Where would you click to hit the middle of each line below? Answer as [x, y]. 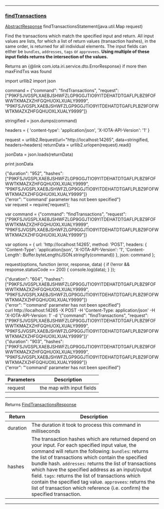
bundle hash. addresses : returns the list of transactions [94, 463]
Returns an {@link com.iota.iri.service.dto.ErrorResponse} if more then [76, 66]
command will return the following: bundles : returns [90, 451]
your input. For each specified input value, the [84, 445]
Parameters [21, 380]
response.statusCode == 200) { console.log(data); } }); [60, 269]
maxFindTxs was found [29, 72]
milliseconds [46, 431]
